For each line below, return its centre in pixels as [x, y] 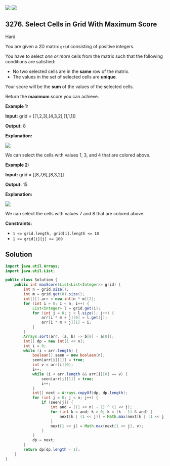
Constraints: [19, 223]
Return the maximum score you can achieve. [52, 96]
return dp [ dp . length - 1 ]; [52, 449]
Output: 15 [16, 184]
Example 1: [17, 106]
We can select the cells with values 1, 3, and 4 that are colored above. [78, 155]
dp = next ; [44, 440]
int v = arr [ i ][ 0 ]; [53, 365]
